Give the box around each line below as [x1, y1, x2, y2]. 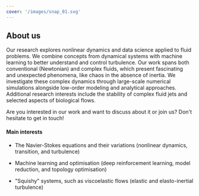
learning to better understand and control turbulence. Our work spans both [6, 59, 189, 66]
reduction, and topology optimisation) [14, 166, 107, 173]
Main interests [6, 128, 43, 135]
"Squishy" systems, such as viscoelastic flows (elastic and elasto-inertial [14, 177, 194, 184]
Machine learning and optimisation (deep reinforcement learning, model [14, 159, 191, 166]
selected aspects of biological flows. [6, 97, 96, 104]
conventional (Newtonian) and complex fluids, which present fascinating [6, 65, 183, 72]
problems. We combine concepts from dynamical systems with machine [6, 53, 183, 60]
